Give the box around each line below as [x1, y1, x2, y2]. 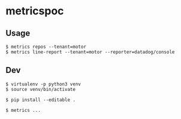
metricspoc [5, 4, 64, 18]
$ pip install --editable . [5, 97, 76, 103]
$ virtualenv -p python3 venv [5, 81, 82, 87]
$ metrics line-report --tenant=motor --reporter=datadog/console [5, 49, 175, 55]
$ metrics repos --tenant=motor [5, 44, 86, 50]
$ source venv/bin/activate [5, 86, 76, 92]
